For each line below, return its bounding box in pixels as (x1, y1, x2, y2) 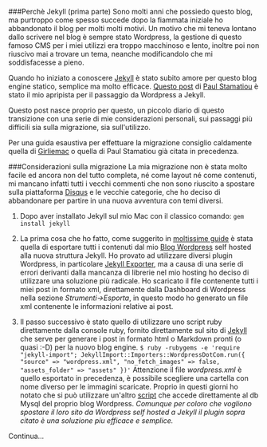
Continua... (8, 431, 45, 441)
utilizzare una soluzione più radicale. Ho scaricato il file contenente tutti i (19, 276, 259, 286)
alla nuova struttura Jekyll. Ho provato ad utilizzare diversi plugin (19, 251, 234, 260)
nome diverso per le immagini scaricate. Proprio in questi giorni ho (19, 382, 239, 391)
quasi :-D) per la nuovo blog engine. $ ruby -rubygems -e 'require (19, 342, 241, 352)
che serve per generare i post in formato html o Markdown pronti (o (19, 334, 241, 343)
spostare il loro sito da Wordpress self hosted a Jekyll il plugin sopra (19, 407, 245, 417)
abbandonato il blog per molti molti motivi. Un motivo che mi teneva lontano (8, 24, 257, 33)
